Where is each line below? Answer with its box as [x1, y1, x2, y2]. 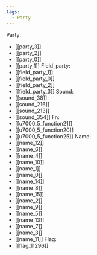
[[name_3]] [14, 229, 43, 236]
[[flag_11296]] [14, 242, 49, 249]
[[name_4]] [14, 152, 43, 159]
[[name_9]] [14, 203, 43, 210]
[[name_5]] [14, 210, 42, 217]
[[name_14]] [14, 178, 45, 185]
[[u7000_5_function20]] [14, 126, 74, 134]
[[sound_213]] [14, 107, 50, 114]
